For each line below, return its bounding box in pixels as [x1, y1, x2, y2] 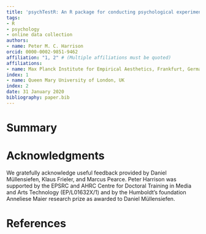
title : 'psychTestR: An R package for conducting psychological [6, 9, 174, 15]
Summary [6, 121, 57, 135]
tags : [6, 15, 20, 21]
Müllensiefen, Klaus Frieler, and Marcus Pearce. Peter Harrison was [6, 175, 177, 183]
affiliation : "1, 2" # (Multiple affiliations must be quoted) [6, 55, 172, 61]
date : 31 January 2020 [6, 89, 64, 95]
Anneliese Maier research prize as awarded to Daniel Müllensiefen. [6, 195, 175, 202]
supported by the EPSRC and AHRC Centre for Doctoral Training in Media [6, 182, 192, 189]
